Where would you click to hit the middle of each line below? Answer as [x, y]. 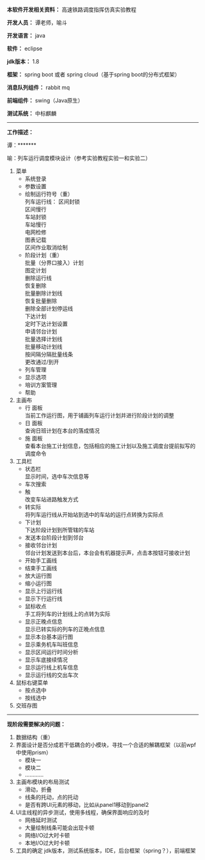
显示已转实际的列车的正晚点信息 [65, 629]
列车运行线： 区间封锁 [52, 202]
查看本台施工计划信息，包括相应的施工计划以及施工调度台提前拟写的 [110, 446]
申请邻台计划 [41, 331]
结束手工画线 [41, 568]
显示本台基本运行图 [49, 637]
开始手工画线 [41, 560]
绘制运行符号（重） [49, 194]
